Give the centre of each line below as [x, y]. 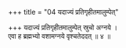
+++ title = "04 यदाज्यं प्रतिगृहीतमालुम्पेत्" [63, 12]
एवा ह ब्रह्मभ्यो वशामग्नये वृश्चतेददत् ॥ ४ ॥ [59, 36]
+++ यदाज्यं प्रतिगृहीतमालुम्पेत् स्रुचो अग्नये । [63, 27]
